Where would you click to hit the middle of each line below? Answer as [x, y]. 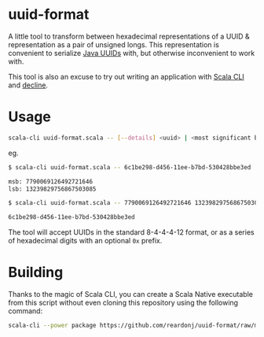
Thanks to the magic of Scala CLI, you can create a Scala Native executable [131, 294]
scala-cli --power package [52, 326]
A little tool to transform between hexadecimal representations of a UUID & [129, 36]
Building [36, 272]
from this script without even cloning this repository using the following [123, 303]
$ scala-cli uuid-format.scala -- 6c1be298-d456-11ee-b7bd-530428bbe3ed [130, 167]
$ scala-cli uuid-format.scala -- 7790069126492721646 [100, 203]
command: [26, 311]
